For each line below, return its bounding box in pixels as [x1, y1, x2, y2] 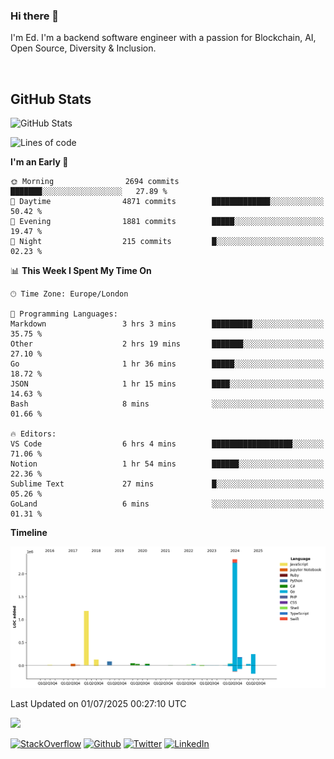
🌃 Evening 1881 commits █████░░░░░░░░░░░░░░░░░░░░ [10, 217, 325, 227]
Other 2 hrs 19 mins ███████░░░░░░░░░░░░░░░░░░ [10, 339, 325, 349]
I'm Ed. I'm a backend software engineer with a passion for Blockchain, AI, [10, 32, 317, 44]
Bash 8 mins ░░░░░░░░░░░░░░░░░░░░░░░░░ [10, 399, 325, 409]
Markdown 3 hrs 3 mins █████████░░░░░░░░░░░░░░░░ [10, 319, 325, 329]
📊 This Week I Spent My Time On [10, 265, 152, 277]
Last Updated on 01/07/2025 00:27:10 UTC [10, 698, 187, 710]
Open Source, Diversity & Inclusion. [10, 42, 157, 54]
